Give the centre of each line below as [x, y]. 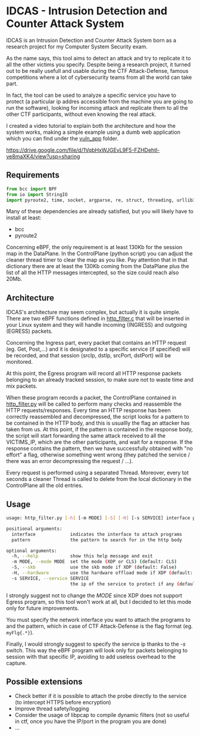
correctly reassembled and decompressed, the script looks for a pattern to [98, 417]
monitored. [19, 362]
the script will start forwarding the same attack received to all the [86, 436]
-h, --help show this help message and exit [82, 556]
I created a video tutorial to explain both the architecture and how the [91, 125]
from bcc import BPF [32, 189]
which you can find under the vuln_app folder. [62, 138]
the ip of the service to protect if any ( [125, 584]
